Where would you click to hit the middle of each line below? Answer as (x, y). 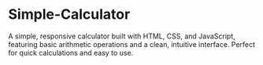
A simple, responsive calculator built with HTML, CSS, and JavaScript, (122, 36)
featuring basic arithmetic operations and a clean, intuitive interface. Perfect (132, 44)
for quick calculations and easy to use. (71, 52)
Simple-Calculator (69, 14)
